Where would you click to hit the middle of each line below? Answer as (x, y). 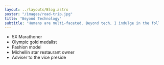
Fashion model (27, 47)
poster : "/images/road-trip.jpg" (39, 14)
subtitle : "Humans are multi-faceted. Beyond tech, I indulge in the (77, 23)
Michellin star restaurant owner (43, 52)
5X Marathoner (27, 37)
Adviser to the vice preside (39, 57)
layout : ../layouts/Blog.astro (36, 9)
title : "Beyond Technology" (33, 18)
